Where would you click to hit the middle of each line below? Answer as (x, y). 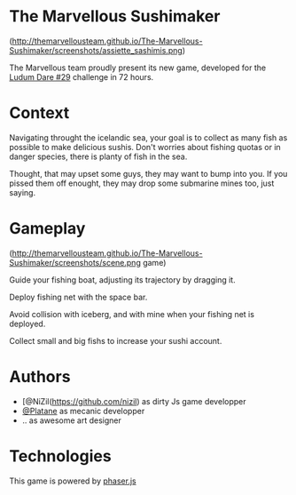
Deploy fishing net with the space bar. (78, 297)
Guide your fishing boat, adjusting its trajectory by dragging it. (123, 279)
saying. (23, 192)
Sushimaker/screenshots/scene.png (75, 262)
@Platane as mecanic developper (83, 411)
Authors (40, 377)
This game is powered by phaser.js (73, 481)
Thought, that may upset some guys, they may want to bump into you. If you (148, 173)
